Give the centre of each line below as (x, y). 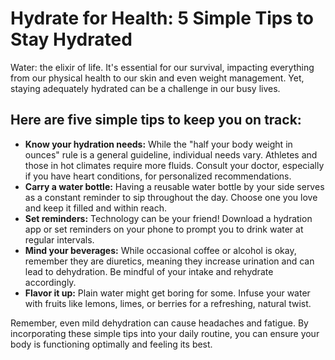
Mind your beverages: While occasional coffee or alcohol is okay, (160, 250)
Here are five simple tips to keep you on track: (156, 120)
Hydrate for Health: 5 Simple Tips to (162, 18)
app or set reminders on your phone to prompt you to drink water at (164, 229)
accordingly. (50, 282)
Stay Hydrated (71, 39)
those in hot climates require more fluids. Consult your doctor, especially (174, 165)
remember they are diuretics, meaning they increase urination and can (169, 261)
